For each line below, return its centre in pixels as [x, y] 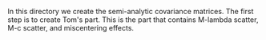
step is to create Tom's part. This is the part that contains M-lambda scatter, [133, 20]
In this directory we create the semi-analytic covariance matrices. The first [131, 11]
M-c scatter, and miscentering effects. [71, 28]
